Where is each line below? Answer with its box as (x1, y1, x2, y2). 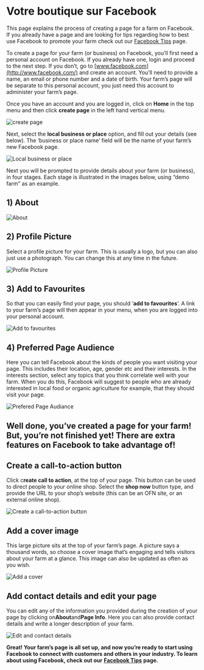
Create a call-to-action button (6, 460, 122, 471)
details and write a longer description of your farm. (6, 620, 134, 627)
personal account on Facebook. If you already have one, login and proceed (6, 56, 195, 63)
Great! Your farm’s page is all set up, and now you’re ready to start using (6, 644, 193, 651)
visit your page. (6, 391, 46, 398)
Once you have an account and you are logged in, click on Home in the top (6, 100, 194, 107)
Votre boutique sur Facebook (6, 4, 157, 18)
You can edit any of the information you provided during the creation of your (6, 607, 198, 614)
